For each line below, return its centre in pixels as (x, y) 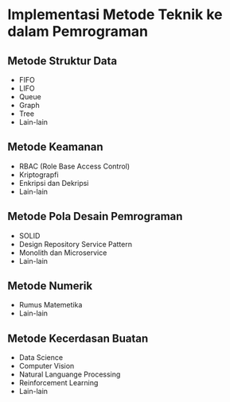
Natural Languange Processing (70, 374)
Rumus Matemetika (51, 305)
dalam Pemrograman (78, 31)
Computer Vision (47, 366)
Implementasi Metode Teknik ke (115, 15)
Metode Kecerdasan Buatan (78, 338)
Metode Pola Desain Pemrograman (95, 216)
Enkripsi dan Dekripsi (54, 183)
